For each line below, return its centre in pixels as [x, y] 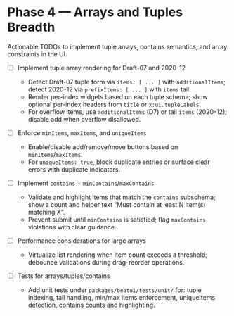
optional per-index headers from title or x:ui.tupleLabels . [115, 104]
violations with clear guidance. [72, 227]
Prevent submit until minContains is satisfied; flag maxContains [117, 220]
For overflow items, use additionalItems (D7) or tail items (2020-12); [127, 112]
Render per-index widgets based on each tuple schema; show [118, 97]
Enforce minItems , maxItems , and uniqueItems [82, 133]
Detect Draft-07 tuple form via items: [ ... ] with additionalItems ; [127, 82]
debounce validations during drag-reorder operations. [106, 263]
